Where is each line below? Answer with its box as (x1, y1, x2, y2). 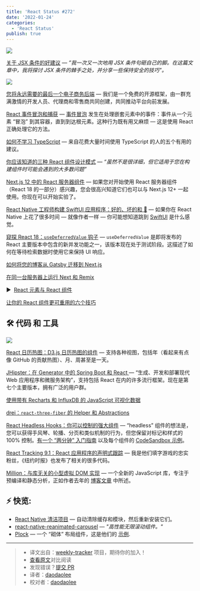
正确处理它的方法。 (6, 126, 53, 133)
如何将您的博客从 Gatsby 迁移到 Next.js (6, 261, 102, 268)
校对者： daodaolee (29, 578, 77, 586)
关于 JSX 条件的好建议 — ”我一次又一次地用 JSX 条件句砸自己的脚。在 (6, 59, 178, 66)
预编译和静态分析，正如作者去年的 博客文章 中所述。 (6, 477, 134, 484)
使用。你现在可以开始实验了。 (6, 193, 79, 200)
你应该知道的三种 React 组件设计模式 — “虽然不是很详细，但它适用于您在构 (6, 158, 190, 166)
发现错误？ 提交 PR (29, 564, 75, 571)
